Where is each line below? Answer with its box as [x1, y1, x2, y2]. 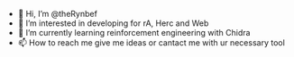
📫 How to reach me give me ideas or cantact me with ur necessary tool [17, 37, 286, 48]
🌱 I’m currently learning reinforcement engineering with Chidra [17, 28, 251, 37]
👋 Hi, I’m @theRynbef [17, 9, 97, 19]
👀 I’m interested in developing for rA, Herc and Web [17, 18, 209, 28]
